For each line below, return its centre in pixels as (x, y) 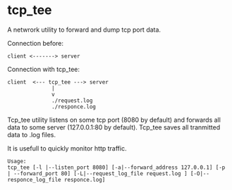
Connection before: (36, 43)
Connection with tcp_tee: (43, 69)
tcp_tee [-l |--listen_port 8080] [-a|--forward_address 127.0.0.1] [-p (116, 167)
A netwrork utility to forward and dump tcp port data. (84, 30)
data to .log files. (32, 134)
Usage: (17, 161)
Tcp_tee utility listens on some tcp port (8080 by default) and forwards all (114, 120)
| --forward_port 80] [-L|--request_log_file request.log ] (98, 173)
